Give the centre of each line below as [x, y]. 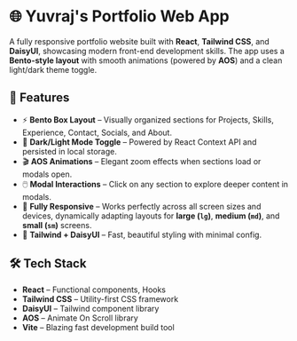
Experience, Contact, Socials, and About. [97, 132]
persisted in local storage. [69, 151]
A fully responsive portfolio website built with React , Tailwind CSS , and [140, 41]
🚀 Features [39, 98]
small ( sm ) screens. [57, 225]
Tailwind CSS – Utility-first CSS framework [100, 298]
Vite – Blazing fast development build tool [98, 327]
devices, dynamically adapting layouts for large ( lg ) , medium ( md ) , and [151, 216]
